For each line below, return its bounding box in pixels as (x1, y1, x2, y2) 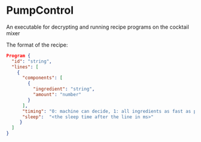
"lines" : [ (11, 64, 39, 70)
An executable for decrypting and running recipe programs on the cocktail (6, 23, 190, 30)
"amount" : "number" (32, 92, 82, 98)
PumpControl (6, 4, 74, 17)
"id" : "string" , (11, 58, 52, 64)
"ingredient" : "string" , (32, 86, 95, 92)
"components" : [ (22, 75, 63, 81)
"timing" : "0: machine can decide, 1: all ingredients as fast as (22, 108, 191, 114)
